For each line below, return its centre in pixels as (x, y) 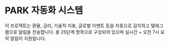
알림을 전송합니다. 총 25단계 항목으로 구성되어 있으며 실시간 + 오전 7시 (89, 32)
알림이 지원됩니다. (28, 38)
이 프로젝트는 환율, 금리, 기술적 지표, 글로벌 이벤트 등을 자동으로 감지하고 (77, 26)
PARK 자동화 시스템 (44, 10)
